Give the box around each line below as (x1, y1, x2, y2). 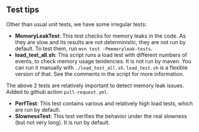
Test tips (6, 5, 39, 15)
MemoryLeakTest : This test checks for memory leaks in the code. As (14, 32, 186, 39)
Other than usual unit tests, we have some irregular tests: (6, 20, 147, 27)
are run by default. (14, 106, 61, 113)
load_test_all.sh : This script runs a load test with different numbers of (14, 51, 188, 59)
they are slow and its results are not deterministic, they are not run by (14, 38, 186, 45)
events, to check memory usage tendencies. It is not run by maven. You (14, 57, 192, 65)
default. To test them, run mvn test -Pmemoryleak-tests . (14, 45, 152, 52)
